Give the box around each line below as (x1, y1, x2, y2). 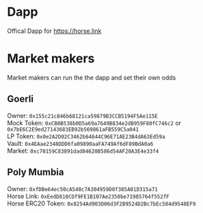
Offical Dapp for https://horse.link (7, 27, 102, 35)
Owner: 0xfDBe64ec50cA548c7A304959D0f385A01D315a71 (7, 184, 159, 192)
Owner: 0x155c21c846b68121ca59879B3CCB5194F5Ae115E (7, 111, 159, 120)
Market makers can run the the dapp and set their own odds (7, 73, 176, 82)
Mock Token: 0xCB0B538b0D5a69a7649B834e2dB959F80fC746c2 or (7, 118, 182, 127)
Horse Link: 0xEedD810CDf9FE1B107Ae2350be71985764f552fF (7, 192, 170, 200)
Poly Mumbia (7, 166, 64, 178)
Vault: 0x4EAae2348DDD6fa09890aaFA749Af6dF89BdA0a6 (7, 139, 154, 147)
